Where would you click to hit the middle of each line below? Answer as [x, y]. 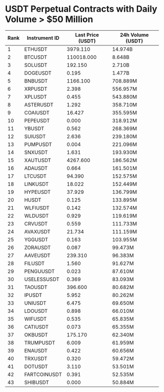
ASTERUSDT [39, 104]
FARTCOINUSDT [43, 374]
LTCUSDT [35, 176]
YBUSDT [34, 128]
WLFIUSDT [37, 207]
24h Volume [134, 35]
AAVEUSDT [37, 255]
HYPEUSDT [38, 192]
